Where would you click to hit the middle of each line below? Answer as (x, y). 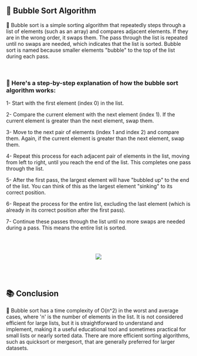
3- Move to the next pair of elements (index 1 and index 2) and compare (93, 132)
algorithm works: (31, 90)
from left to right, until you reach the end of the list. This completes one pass (98, 162)
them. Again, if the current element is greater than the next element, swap (95, 138)
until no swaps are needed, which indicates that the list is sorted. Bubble (94, 44)
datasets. (17, 348)
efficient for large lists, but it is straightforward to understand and (85, 323)
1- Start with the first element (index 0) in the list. (65, 103)
